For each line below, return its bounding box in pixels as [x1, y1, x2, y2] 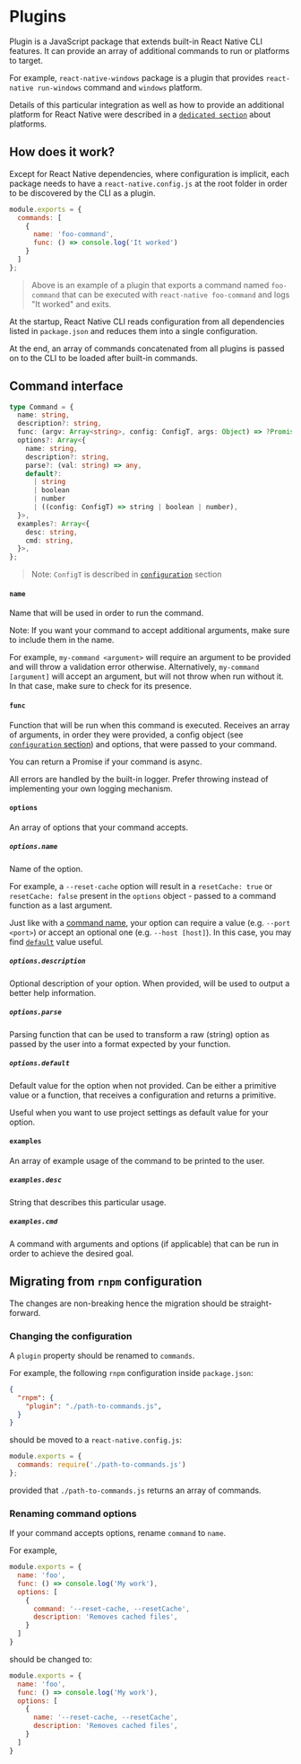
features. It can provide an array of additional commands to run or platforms [9, 45, 290, 56]
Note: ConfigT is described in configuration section [30, 569, 222, 580]
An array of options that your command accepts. [9, 822, 189, 833]
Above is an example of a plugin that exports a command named [30, 279, 270, 290]
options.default [9, 1059, 70, 1068]
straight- [240, 1298, 272, 1309]
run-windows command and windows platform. [37, 82, 203, 93]
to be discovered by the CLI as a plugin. [9, 187, 156, 198]
